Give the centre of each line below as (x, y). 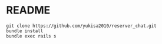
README (28, 10)
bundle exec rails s (32, 36)
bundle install (25, 31)
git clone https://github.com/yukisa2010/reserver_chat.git (82, 26)
